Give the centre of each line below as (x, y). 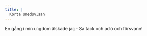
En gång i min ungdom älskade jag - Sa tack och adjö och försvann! (74, 28)
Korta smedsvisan (27, 14)
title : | (14, 10)
